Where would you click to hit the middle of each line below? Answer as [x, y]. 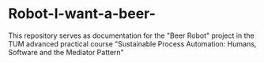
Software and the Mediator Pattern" [66, 52]
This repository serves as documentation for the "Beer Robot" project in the [131, 35]
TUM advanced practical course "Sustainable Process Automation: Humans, [132, 43]
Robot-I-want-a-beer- [82, 14]
